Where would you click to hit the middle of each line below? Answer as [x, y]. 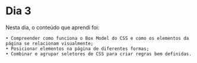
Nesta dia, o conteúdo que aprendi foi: [53, 27]
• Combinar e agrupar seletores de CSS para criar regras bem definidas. [99, 54]
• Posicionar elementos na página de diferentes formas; [77, 49]
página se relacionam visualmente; [50, 43]
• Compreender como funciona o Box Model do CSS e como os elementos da [97, 38]
